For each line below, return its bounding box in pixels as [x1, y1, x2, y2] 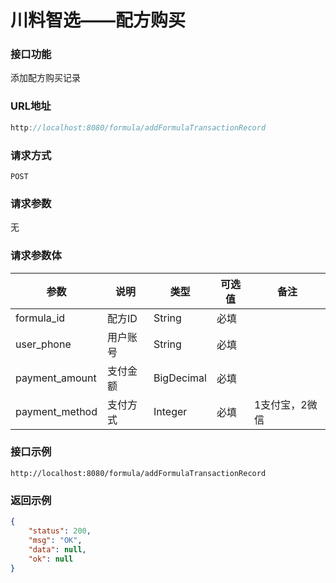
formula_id [15, 311, 66, 325]
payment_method [15, 404, 98, 418]
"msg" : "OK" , [28, 535, 83, 545]
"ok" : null [28, 554, 74, 564]
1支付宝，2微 [253, 397, 318, 411]
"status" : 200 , [28, 526, 92, 536]
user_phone [15, 337, 72, 351]
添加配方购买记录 [10, 72, 81, 84]
